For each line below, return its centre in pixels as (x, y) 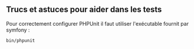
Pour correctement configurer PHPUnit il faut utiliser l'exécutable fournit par (97, 23)
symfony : (18, 30)
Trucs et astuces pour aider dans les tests (84, 10)
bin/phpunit (20, 40)
